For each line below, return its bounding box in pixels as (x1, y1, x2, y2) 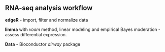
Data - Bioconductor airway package (5, 41, 81, 47)
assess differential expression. (5, 31, 67, 37)
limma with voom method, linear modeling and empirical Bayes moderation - (5, 26, 161, 32)
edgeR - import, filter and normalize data (5, 17, 88, 23)
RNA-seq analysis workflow (5, 4, 93, 12)
